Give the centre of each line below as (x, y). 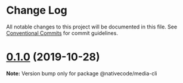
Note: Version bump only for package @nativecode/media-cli (82, 73)
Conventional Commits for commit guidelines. (62, 33)
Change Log (37, 10)
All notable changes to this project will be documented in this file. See (92, 27)
